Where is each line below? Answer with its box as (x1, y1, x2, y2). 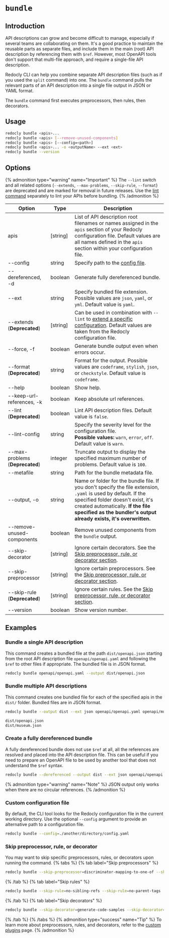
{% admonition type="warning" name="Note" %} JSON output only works (5, 781, 159, 787)
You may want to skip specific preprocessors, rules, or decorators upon (5, 854, 154, 860)
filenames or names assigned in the (74, 220, 158, 226)
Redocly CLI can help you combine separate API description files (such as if (5, 72, 162, 78)
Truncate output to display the (74, 449, 146, 455)
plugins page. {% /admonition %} (5, 927, 74, 933)
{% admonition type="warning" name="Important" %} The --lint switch (5, 177, 156, 182)
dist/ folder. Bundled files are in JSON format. (5, 699, 102, 705)
